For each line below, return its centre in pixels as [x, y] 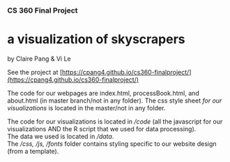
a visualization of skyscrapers [96, 39]
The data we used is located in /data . [61, 136]
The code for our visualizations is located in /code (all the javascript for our [115, 121]
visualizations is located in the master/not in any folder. [86, 108]
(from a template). [33, 151]
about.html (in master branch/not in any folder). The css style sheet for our [115, 101]
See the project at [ [35, 72]
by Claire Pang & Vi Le [39, 59]
